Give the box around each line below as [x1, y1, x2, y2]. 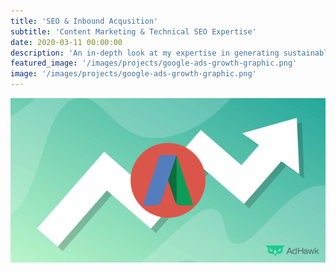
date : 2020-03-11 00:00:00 [10, 37, 123, 47]
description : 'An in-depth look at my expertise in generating [10, 48, 280, 58]
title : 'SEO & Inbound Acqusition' [10, 16, 159, 26]
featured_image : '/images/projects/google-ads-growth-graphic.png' [10, 58, 298, 69]
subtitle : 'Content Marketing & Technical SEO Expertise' [10, 26, 257, 37]
